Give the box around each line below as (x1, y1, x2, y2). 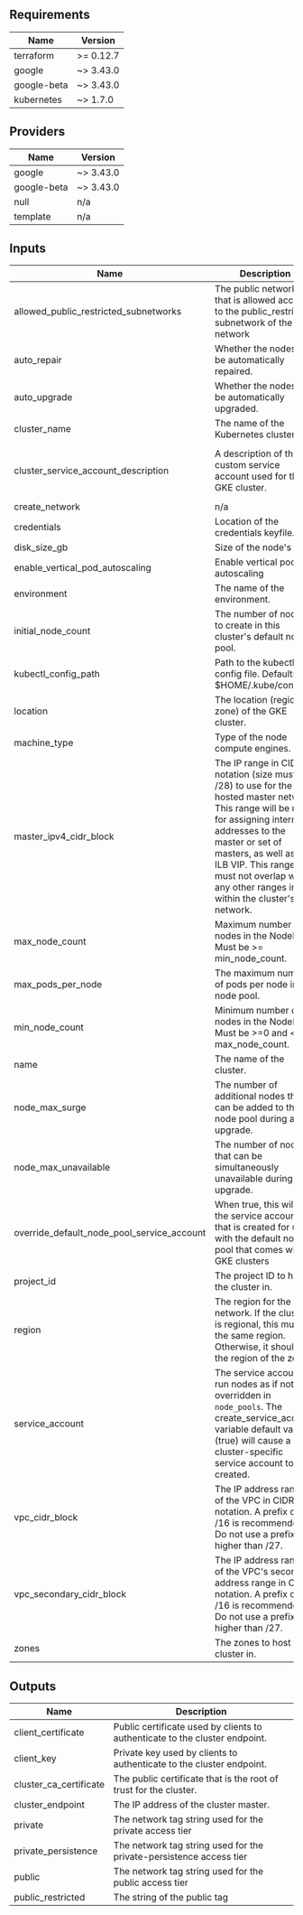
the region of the (215, 1352, 286, 1365)
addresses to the (215, 825, 286, 837)
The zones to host (215, 1637, 291, 1649)
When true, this (215, 1199, 280, 1211)
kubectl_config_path (14, 668, 101, 680)
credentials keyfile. (215, 527, 295, 539)
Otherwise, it (215, 1340, 269, 1353)
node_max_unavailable (14, 1161, 111, 1173)
